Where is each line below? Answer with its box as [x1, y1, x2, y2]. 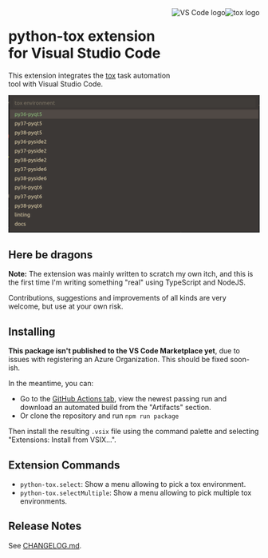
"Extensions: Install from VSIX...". [8, 435, 117, 444]
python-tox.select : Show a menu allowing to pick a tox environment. [19, 480, 246, 489]
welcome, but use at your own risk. [8, 301, 124, 311]
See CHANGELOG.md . [8, 540, 82, 550]
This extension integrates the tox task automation [8, 70, 171, 80]
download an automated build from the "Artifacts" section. [19, 403, 211, 413]
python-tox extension [8, 27, 156, 46]
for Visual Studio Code [8, 44, 161, 62]
